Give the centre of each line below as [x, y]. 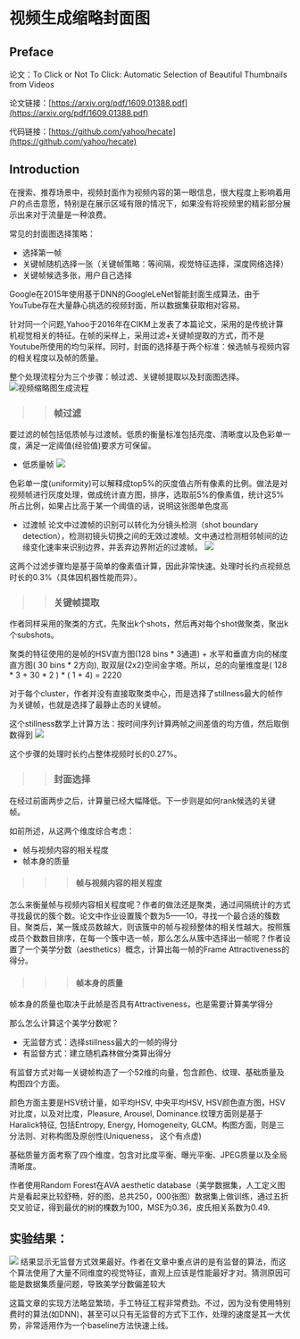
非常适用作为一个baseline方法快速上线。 [99, 1325]
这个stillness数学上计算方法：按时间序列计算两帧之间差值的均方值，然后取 [146, 724]
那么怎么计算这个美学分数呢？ [64, 1023]
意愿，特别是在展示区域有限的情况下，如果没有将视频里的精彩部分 [161, 203]
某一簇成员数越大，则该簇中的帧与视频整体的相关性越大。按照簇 [173, 927]
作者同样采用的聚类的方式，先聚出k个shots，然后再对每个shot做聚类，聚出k [149, 624]
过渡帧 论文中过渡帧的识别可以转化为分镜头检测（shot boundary [140, 525]
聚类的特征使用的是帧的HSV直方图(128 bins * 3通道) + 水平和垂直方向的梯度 [149, 654]
